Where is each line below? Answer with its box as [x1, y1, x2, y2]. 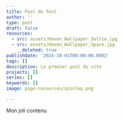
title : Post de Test [6, 8, 57, 15]
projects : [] [6, 69, 38, 75]
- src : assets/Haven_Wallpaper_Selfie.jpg [11, 36, 118, 42]
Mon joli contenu [6, 107, 47, 114]
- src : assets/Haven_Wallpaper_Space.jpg [11, 42, 115, 48]
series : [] [6, 74, 33, 80]
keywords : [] [6, 80, 38, 86]
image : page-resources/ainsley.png [6, 86, 94, 92]
